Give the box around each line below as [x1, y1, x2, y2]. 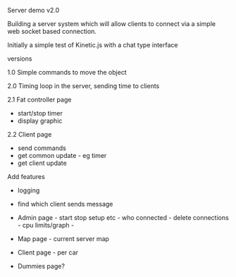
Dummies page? [17, 262, 66, 270]
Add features [7, 173, 46, 180]
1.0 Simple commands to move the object [7, 68, 127, 76]
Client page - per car [17, 248, 79, 257]
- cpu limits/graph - [17, 221, 75, 229]
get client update [17, 159, 67, 167]
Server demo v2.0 [7, 6, 60, 14]
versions [7, 54, 32, 63]
